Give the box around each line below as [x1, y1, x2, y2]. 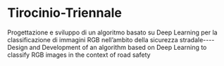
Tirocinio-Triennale [7, 5, 122, 21]
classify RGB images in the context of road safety [7, 51, 151, 59]
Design [7, 43, 28, 51]
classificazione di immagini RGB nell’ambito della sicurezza [7, 35, 178, 44]
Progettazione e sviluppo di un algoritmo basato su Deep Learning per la [7, 28, 218, 37]
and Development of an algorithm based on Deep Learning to [29, 43, 207, 51]
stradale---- [179, 35, 215, 44]
